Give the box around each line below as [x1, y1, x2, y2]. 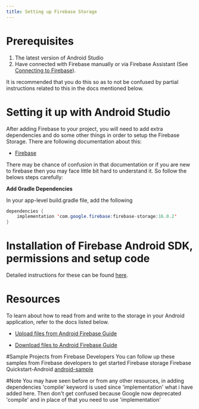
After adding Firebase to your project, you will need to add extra [6, 125, 163, 132]
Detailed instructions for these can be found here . [6, 271, 129, 279]
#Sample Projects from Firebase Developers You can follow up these [6, 353, 175, 360]
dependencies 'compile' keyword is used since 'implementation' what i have [6, 383, 194, 391]
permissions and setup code [6, 252, 150, 266]
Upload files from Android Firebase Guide [14, 330, 117, 337]
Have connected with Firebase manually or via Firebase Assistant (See [14, 60, 189, 67]
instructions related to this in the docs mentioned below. [6, 85, 144, 92]
